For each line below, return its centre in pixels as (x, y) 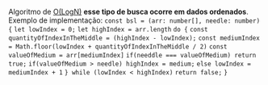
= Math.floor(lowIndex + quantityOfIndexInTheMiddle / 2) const (118, 47)
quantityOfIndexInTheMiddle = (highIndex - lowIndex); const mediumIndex (134, 38)
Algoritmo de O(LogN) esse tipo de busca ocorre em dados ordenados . (128, 12)
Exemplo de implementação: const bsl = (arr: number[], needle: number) (134, 20)
